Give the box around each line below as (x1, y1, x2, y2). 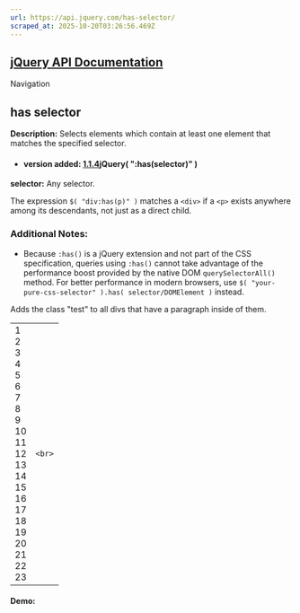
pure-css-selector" (22, 288, 97, 297)
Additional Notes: (10, 228, 89, 241)
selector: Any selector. (10, 179, 95, 189)
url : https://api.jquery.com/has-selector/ (10, 13, 176, 22)
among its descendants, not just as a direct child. (10, 206, 192, 216)
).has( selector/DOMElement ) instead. (99, 286, 245, 297)
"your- (251, 278, 277, 287)
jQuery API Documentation (10, 55, 163, 70)
